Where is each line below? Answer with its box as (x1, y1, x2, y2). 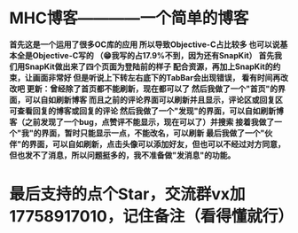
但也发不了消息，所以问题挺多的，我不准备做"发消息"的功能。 (9, 150, 236, 160)
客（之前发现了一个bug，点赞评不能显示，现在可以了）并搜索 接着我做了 (9, 116, 275, 127)
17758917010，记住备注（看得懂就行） (9, 206, 294, 227)
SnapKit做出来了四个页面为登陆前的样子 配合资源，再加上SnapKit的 (24, 61, 273, 72)
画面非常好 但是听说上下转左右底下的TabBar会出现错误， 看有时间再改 (32, 72, 288, 82)
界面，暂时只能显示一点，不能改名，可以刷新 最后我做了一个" (41, 128, 265, 138)
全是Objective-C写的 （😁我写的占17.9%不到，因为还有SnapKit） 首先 (16, 50, 275, 60)
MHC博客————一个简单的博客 (9, 8, 249, 28)
